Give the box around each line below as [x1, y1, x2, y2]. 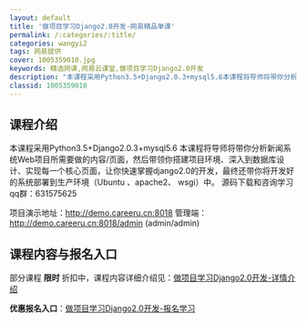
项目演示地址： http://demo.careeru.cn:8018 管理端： [9, 207, 208, 218]
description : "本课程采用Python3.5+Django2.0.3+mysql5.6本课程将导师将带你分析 [9, 73, 298, 82]
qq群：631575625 [9, 188, 77, 199]
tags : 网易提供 [9, 47, 62, 56]
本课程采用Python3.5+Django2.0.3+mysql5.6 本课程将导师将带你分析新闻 [9, 143, 284, 154]
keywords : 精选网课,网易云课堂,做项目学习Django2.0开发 [9, 65, 204, 74]
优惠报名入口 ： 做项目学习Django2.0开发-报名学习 [9, 303, 196, 314]
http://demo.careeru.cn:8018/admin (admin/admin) [9, 217, 200, 228]
